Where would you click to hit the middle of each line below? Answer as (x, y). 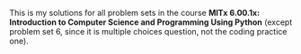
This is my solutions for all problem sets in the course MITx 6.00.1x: (135, 13)
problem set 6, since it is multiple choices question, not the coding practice (148, 31)
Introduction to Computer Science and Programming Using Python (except (151, 22)
